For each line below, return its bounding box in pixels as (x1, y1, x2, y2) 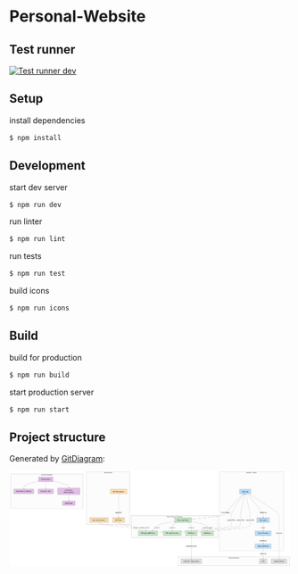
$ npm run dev (9, 200, 62, 209)
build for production (9, 352, 83, 362)
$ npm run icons (9, 304, 70, 313)
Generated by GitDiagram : (9, 453, 105, 464)
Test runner (9, 42, 76, 57)
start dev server (9, 181, 69, 193)
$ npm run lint (9, 235, 66, 244)
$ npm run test (9, 270, 66, 279)
